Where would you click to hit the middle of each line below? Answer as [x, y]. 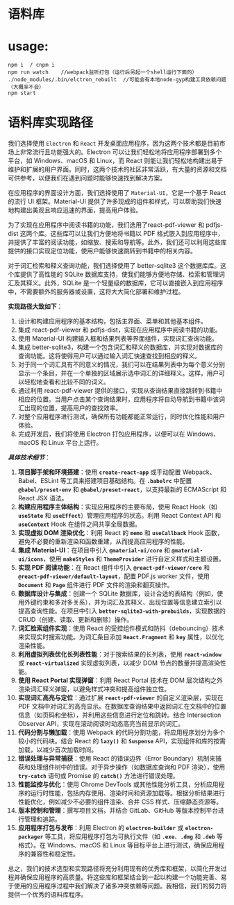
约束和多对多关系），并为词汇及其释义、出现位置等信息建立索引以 [129, 602]
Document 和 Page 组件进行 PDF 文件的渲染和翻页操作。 [95, 585]
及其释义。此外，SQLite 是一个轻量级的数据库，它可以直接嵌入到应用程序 [118, 283]
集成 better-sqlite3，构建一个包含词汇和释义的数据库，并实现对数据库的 [120, 347]
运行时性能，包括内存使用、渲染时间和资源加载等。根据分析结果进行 [127, 793]
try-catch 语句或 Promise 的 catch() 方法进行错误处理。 [98, 776]
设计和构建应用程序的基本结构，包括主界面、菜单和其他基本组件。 [112, 321]
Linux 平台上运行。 [75, 443]
